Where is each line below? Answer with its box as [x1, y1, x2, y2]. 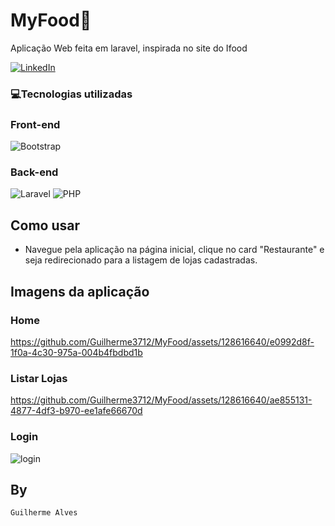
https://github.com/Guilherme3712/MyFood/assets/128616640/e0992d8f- [10, 335, 315, 348]
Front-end [10, 117, 61, 131]
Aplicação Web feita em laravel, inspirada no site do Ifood [10, 42, 248, 54]
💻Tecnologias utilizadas [10, 87, 133, 101]
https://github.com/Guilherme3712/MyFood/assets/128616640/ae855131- [10, 394, 313, 406]
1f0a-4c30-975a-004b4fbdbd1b [10, 346, 143, 358]
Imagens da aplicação [10, 283, 150, 300]
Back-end [10, 165, 59, 179]
